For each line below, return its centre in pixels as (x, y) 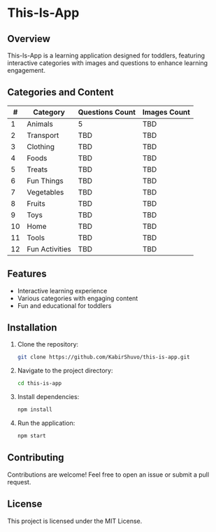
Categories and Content (60, 92)
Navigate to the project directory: (65, 371)
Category (49, 112)
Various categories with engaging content (78, 298)
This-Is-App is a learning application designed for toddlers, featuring (106, 55)
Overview (29, 39)
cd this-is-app (39, 384)
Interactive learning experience (62, 290)
